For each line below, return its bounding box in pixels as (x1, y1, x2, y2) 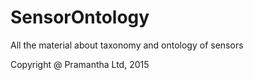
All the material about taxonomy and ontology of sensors (10, 39, 244, 51)
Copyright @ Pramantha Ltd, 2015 (10, 58, 150, 70)
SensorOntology (10, 6, 150, 29)
